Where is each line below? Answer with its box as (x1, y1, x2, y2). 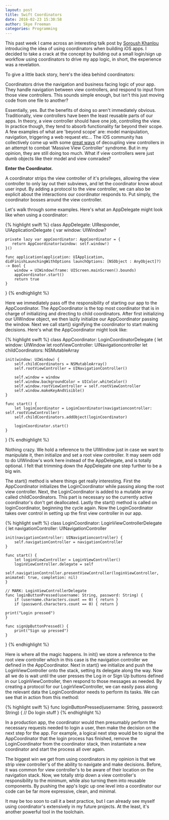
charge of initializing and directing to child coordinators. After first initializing (5, 311, 164, 317)
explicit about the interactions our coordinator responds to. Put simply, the (5, 191, 160, 197)
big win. (5, 468, 22, 474)
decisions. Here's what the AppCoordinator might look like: (5, 327, 128, 333)
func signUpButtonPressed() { (5, 624, 69, 629)
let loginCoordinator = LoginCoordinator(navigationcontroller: (14, 406, 152, 411)
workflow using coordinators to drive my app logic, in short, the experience (5, 56, 161, 62)
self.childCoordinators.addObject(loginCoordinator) (14, 415, 128, 420)
